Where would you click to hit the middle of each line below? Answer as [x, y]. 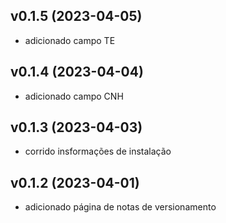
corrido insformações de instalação [98, 151]
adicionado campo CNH [74, 96]
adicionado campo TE [70, 40]
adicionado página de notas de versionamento [120, 207]
